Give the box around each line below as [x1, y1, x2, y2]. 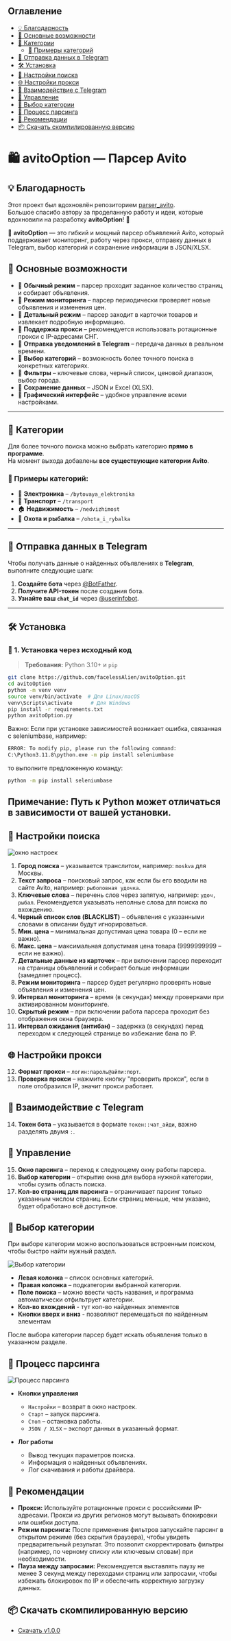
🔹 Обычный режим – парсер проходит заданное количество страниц [17, 281, 223, 289]
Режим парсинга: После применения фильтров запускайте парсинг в [17, 1526, 223, 1534]
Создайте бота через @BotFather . [17, 579, 118, 588]
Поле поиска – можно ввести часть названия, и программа [17, 1289, 194, 1297]
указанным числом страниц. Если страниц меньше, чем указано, [17, 1195, 211, 1203]
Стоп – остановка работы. [27, 1417, 103, 1426]
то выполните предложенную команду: [8, 764, 123, 772]
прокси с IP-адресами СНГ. [17, 332, 99, 340]
